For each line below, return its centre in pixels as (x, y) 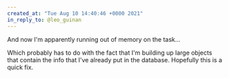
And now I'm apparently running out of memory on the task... (94, 39)
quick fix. (20, 67)
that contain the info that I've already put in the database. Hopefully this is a (115, 60)
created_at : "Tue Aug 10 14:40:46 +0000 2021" (75, 13)
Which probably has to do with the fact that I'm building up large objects (110, 53)
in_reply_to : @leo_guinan (44, 20)
